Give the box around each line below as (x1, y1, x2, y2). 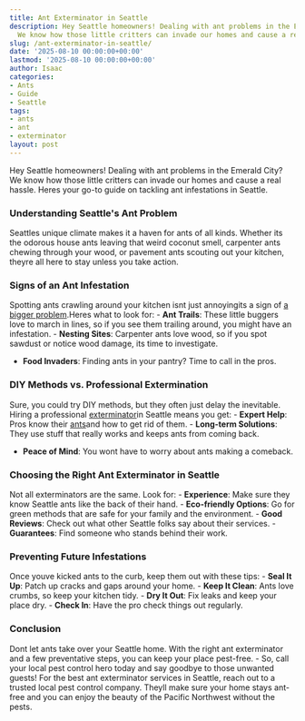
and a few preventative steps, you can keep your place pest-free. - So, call (9, 653, 290, 664)
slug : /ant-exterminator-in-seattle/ (9, 38, 152, 48)
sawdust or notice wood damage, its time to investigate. (9, 338, 219, 350)
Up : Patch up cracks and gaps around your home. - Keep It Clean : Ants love (9, 580, 295, 591)
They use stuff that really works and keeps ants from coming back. (9, 428, 261, 439)
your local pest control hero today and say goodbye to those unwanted (9, 662, 275, 673)
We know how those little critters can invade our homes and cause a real (9, 174, 281, 185)
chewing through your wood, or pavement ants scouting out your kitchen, (9, 247, 284, 258)
